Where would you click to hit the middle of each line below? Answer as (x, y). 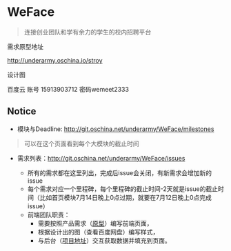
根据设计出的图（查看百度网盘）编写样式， (98, 232)
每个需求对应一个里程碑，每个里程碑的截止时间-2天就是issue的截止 (123, 189)
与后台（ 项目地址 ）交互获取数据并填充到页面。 (104, 240)
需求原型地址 (25, 46)
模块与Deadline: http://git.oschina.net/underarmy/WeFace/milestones (115, 129)
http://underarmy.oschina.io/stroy (55, 60)
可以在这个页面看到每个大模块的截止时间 (81, 143)
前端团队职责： (49, 214)
